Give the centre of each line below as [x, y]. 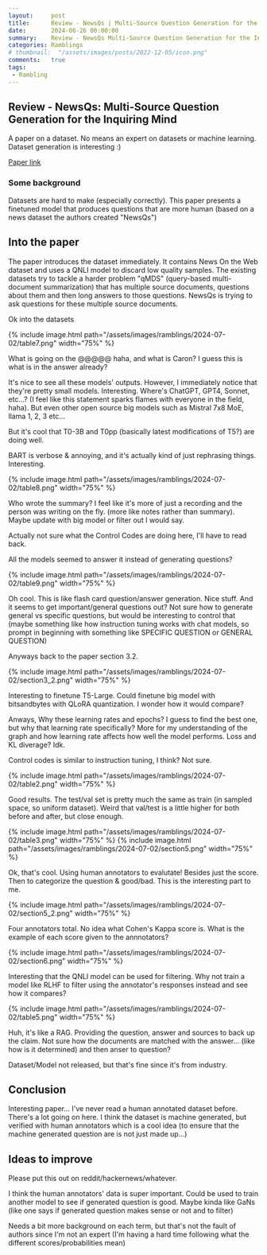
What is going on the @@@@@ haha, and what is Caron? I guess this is [126, 358]
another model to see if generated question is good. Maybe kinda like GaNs [132, 1203]
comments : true [37, 60]
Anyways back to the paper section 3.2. [74, 656]
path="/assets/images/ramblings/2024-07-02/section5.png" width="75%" [130, 849]
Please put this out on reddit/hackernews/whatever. [93, 1179]
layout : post [37, 16]
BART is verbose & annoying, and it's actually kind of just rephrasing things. [132, 455]
